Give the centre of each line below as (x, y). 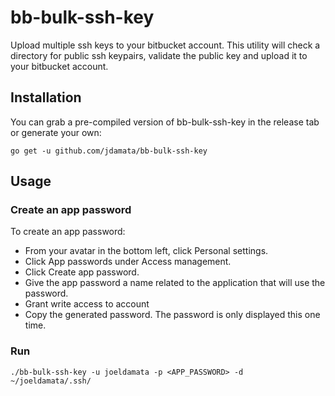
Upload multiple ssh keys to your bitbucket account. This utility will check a (165, 45)
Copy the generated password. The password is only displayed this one (172, 315)
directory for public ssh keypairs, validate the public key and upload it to (159, 55)
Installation (46, 97)
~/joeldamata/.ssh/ (51, 381)
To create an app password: (68, 232)
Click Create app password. (82, 272)
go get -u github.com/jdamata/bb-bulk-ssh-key (109, 151)
